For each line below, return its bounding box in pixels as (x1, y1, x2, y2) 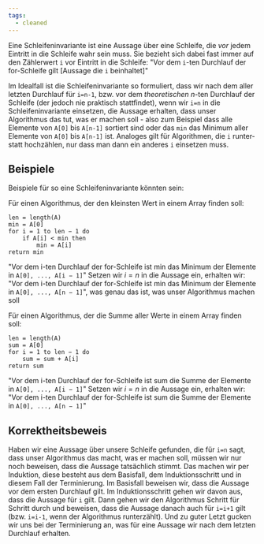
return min (8, 248, 44, 256)
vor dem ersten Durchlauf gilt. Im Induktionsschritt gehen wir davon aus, (8, 486, 243, 497)
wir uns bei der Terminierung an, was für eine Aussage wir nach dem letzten (8, 520, 256, 530)
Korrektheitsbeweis (8, 423, 107, 438)
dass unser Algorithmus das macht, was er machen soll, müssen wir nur (8, 453, 242, 463)
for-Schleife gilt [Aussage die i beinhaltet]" (8, 65, 148, 75)
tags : (8, 11, 26, 20)
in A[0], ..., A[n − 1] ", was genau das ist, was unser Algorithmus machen (8, 287, 255, 296)
